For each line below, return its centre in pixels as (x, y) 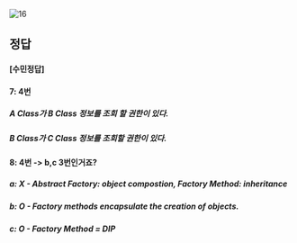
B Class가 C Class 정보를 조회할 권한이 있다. (88, 138)
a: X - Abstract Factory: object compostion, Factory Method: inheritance (148, 184)
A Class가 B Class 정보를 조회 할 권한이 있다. (89, 113)
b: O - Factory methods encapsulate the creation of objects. (124, 206)
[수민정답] (27, 68)
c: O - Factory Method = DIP (63, 229)
